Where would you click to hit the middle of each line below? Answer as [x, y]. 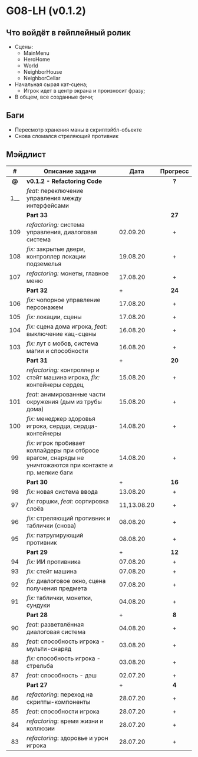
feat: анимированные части [66, 394]
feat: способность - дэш [62, 675]
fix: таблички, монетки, [59, 598]
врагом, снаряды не [55, 457]
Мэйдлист [26, 155]
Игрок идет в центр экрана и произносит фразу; [84, 91]
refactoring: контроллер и [63, 370]
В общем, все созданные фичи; [54, 97]
